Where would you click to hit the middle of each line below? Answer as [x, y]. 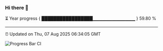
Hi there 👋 [17, 8]
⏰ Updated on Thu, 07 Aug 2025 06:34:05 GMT [53, 34]
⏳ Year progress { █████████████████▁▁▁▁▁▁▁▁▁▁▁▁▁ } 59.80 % [81, 18]
